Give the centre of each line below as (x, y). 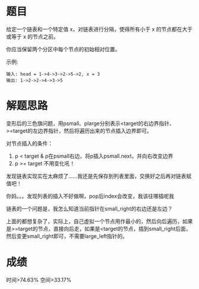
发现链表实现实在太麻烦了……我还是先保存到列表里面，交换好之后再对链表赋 (99, 176)
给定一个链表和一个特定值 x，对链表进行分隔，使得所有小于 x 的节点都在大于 (99, 29)
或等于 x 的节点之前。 (33, 36)
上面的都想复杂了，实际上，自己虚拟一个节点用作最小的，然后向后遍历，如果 (99, 221)
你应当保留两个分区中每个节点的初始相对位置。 (63, 49)
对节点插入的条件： (30, 143)
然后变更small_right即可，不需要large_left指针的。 (67, 236)
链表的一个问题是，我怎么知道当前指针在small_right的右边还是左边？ (89, 208)
